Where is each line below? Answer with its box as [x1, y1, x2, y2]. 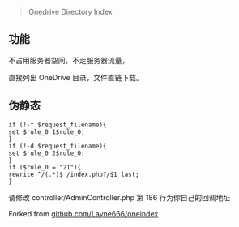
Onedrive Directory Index [28, 7, 113, 16]
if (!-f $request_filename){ [8, 121, 107, 129]
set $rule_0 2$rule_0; [8, 149, 85, 157]
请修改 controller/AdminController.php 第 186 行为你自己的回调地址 [8, 192, 231, 202]
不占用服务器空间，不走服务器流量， [8, 55, 130, 65]
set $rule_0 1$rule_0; [8, 127, 85, 136]
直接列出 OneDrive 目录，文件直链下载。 [8, 72, 143, 82]
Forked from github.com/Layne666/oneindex [8, 208, 159, 218]
